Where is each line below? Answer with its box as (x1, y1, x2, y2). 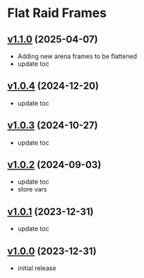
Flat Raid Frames (7, 5, 107, 21)
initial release (17, 264, 56, 272)
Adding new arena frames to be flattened (17, 52, 138, 60)
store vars (17, 185, 47, 194)
